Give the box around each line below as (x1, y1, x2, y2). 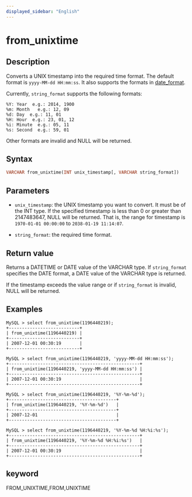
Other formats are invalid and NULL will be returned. (6, 137, 132, 144)
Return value (6, 248, 54, 258)
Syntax (6, 154, 33, 164)
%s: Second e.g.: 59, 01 (6, 127, 69, 133)
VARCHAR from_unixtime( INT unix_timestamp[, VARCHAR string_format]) (6, 170, 180, 175)
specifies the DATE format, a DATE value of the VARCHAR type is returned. (6, 270, 186, 277)
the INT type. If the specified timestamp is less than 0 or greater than (14, 208, 181, 215)
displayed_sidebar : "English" (6, 8, 80, 15)
